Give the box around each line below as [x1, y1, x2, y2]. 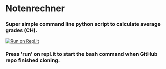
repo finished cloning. [5, 57, 60, 64]
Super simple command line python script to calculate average [5, 21, 161, 28]
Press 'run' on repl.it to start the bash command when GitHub [5, 51, 158, 58]
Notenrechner [5, 3, 65, 14]
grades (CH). [5, 27, 38, 34]
